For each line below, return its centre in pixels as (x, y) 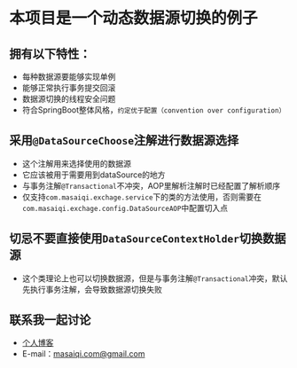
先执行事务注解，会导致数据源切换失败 (92, 289)
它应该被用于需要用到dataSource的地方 (94, 175)
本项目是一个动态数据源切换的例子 (134, 18)
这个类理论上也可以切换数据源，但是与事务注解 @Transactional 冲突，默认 (155, 278)
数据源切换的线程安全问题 (69, 99)
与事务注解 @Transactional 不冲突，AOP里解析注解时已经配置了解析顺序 (151, 185)
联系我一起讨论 (50, 320)
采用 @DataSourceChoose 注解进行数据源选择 (124, 141)
